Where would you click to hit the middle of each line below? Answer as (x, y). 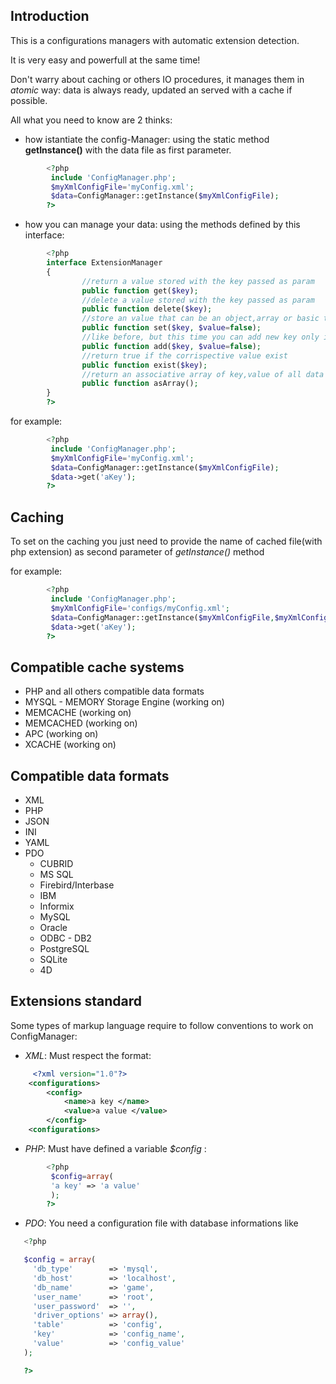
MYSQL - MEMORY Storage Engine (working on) (124, 702)
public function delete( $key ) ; (147, 309)
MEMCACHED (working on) (81, 723)
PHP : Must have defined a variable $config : (115, 1148)
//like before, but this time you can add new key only (200, 337)
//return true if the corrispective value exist (184, 355)
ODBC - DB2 (65, 938)
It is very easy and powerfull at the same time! (105, 60)
